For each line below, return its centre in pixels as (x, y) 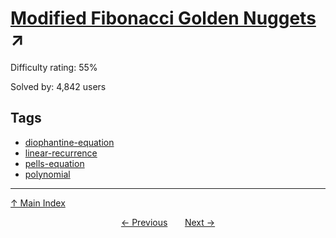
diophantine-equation (69, 142)
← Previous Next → (168, 222)
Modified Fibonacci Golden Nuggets (163, 18)
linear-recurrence (61, 153)
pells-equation (54, 163)
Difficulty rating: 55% (54, 67)
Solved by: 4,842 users (58, 86)
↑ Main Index (38, 203)
